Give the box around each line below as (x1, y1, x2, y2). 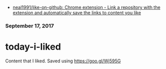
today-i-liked (5, 41, 61, 53)
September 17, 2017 (5, 22, 54, 29)
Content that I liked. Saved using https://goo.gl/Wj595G (5, 58, 121, 64)
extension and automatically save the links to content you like (12, 10, 141, 16)
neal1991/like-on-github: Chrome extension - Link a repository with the (12, 5, 161, 10)
